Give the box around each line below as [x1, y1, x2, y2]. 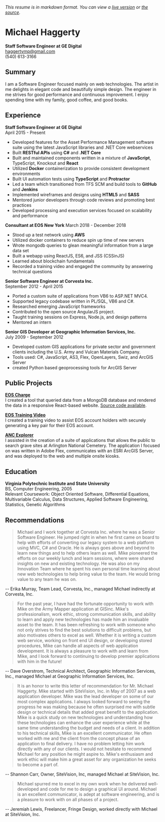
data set [12, 247, 29, 254]
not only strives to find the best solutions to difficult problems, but [17, 627, 151, 633]
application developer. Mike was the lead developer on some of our [17, 693, 154, 699]
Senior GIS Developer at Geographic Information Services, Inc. [5, 329, 136, 335]
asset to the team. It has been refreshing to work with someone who [17, 622, 156, 627]
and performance [12, 213, 48, 218]
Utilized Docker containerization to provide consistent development [12, 165, 150, 171]
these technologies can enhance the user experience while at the [17, 720, 150, 726]
